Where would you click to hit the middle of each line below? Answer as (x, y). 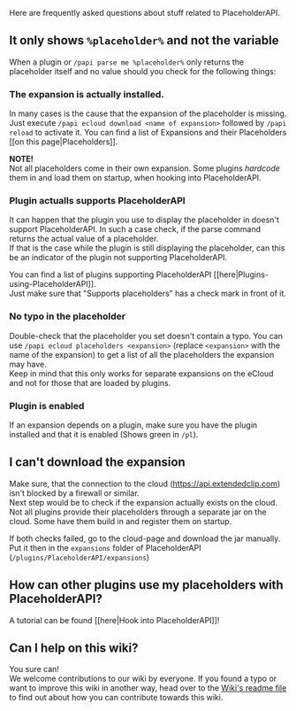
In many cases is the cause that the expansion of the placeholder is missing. (148, 113)
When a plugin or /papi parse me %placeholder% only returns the (127, 62)
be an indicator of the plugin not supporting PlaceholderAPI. (118, 258)
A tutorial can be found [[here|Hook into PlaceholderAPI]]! (114, 620)
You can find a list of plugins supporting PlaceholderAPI (110, 274)
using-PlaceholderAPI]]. (53, 284)
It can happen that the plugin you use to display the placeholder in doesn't (144, 220)
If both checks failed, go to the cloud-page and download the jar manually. (145, 538)
